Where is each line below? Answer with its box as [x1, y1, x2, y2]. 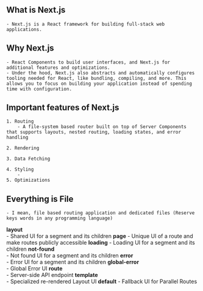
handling [6, 134, 29, 141]
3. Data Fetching [6, 156, 51, 162]
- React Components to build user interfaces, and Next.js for [6, 59, 171, 65]
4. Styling [6, 167, 34, 173]
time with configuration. [6, 85, 72, 92]
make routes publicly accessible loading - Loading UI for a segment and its [6, 239, 195, 246]
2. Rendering [6, 145, 40, 151]
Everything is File [6, 193, 74, 204]
